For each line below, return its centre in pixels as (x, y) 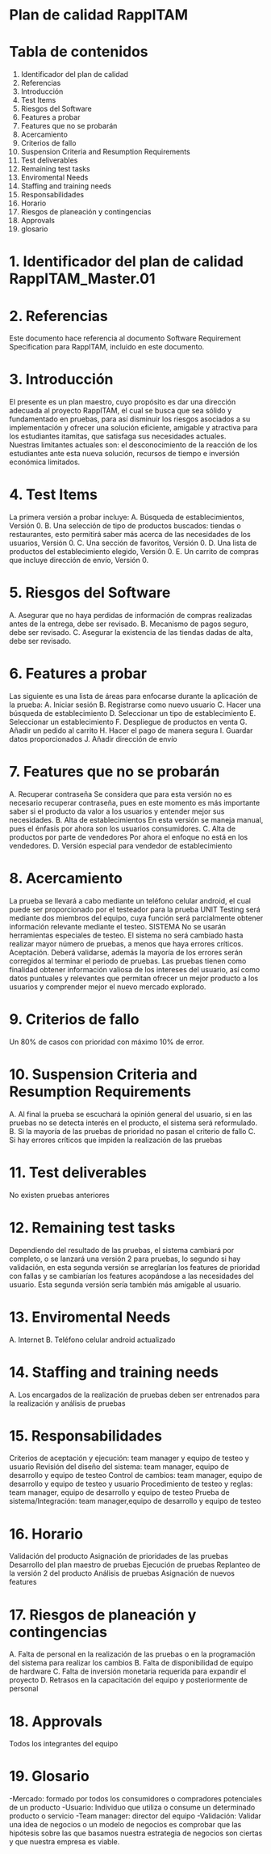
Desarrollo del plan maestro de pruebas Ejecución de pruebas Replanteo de (135, 1565)
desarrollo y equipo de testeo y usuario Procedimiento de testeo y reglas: (131, 1484)
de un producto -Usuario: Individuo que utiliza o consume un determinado (132, 1807)
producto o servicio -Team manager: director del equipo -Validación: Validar (135, 1816)
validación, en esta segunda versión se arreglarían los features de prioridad (135, 1267)
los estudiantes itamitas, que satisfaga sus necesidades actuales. (118, 436)
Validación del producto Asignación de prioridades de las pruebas (119, 1556)
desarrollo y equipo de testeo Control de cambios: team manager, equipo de (136, 1475)
